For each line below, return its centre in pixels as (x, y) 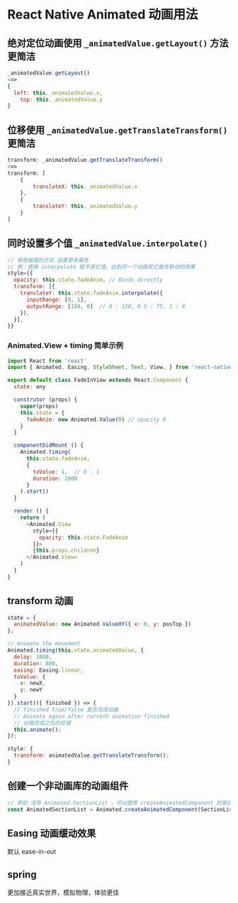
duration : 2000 (55, 478)
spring (22, 874)
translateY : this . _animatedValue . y (85, 207)
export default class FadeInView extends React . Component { (98, 381)
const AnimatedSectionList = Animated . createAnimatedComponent (103, 809)
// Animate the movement (44, 644)
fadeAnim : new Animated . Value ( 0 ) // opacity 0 (96, 420)
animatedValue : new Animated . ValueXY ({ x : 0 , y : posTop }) (103, 624)
